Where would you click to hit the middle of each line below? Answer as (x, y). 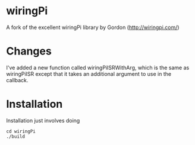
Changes (29, 51)
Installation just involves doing (43, 120)
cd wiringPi (21, 131)
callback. (17, 80)
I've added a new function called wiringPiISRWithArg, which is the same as (98, 67)
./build (16, 136)
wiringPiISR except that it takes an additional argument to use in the (89, 74)
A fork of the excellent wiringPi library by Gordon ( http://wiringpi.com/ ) (93, 27)
